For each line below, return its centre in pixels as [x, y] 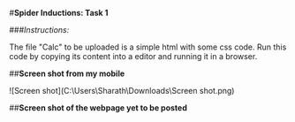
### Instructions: [39, 30]
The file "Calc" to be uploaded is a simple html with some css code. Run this [148, 47]
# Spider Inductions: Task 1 [59, 13]
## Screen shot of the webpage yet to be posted [98, 108]
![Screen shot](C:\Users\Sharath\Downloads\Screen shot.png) [122, 91]
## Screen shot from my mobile [67, 73]
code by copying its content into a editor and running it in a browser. [133, 56]
